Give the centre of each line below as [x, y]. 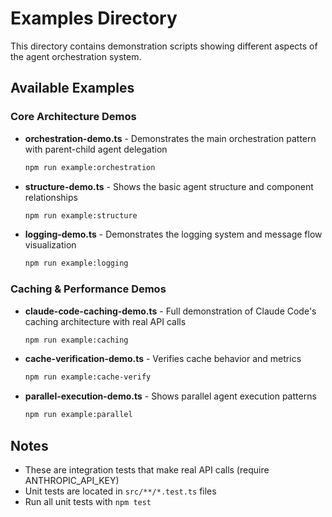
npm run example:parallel [78, 415]
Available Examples [72, 88]
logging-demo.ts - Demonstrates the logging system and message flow [173, 234]
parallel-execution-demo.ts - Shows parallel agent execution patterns [170, 396]
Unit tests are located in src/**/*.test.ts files [120, 491]
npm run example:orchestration [90, 167]
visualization [50, 245]
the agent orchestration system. [76, 56]
